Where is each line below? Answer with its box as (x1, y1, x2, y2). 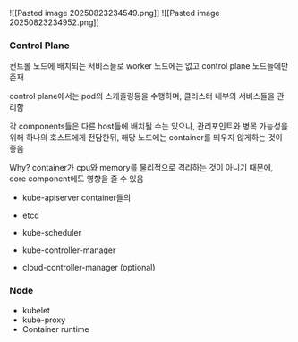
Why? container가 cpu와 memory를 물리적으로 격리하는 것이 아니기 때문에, (9, 163, 274, 173)
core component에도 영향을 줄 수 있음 (9, 173, 145, 184)
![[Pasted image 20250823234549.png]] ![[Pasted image (9, 8, 220, 18)
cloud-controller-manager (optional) (21, 263, 156, 273)
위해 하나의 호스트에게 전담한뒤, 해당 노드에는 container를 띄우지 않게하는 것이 (9, 132, 284, 143)
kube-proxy (21, 314, 66, 325)
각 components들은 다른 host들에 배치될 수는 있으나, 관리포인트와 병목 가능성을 (9, 121, 289, 132)
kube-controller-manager (21, 245, 116, 255)
